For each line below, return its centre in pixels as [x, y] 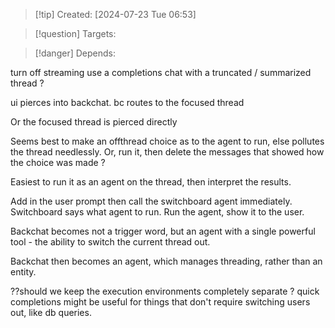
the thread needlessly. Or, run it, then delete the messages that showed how [167, 152]
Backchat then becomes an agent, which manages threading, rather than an [166, 261]
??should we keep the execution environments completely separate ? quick [165, 291]
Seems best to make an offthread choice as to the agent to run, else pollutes [167, 141]
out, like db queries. [51, 312]
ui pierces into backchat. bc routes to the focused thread [127, 102]
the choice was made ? [58, 162]
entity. [23, 272]
